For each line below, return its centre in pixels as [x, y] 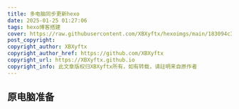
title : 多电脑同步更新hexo [43, 14]
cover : [17, 34]
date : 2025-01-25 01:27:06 [47, 21]
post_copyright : [31, 40]
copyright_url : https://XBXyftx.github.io [71, 60]
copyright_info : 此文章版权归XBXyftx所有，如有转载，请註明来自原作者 [102, 67]
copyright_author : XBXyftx [47, 47]
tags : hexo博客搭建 [34, 27]
